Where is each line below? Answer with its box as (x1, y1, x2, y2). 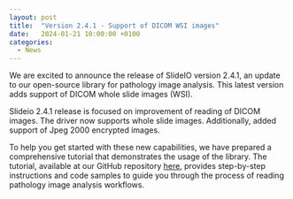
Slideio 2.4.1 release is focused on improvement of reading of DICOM (9, 106, 261, 117)
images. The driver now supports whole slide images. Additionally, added (9, 116, 277, 126)
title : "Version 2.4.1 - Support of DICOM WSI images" (9, 21, 220, 30)
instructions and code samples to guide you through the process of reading (9, 170, 285, 181)
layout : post (9, 12, 58, 22)
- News (17, 46, 42, 55)
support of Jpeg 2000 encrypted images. (9, 125, 161, 135)
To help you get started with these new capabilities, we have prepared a (9, 142, 272, 153)
